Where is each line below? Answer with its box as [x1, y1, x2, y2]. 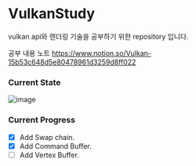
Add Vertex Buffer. [19, 150, 80, 160]
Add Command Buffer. [19, 141, 92, 150]
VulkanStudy [8, 5, 96, 23]
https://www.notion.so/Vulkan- [52, 48, 151, 57]
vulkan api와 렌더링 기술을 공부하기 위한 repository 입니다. [8, 31, 189, 41]
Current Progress [8, 115, 76, 126]
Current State [8, 76, 61, 87]
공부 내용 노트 [8, 48, 51, 57]
